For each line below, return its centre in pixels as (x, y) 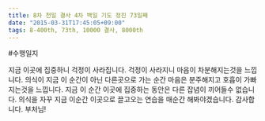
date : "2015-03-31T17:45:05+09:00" (67, 23)
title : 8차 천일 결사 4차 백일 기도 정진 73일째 (78, 15)
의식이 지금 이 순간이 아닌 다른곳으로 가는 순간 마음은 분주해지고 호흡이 (134, 80)
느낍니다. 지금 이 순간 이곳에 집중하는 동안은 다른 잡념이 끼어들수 (134, 90)
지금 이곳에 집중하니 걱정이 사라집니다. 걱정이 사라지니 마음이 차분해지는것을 (125, 70)
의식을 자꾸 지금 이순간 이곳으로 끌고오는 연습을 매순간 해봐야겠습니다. (126, 100)
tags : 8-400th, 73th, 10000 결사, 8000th (76, 30)
